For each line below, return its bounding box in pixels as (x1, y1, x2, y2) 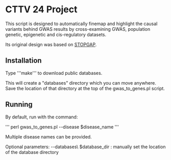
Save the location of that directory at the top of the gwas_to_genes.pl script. (5, 85, 165, 91)
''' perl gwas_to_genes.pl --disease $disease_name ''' (5, 124, 119, 130)
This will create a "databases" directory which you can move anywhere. (5, 79, 157, 86)
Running (5, 100, 33, 109)
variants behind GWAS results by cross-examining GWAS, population (5, 26, 151, 32)
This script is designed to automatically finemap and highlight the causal (5, 21, 158, 27)
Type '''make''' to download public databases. (5, 70, 103, 76)
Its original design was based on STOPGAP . (5, 41, 97, 47)
